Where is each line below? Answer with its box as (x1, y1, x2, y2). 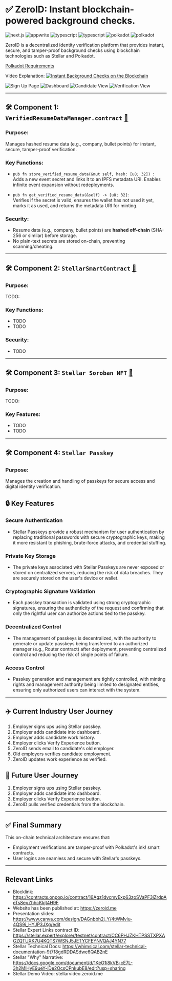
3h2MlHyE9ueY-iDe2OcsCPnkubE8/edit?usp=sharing (12, 965, 126, 971)
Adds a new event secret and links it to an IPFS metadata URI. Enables (12, 176, 161, 182)
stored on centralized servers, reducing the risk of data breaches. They (12, 570, 163, 576)
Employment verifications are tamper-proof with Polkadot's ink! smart (12, 844, 160, 850)
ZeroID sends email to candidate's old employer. (12, 745, 115, 751)
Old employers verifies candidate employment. (12, 751, 112, 757)
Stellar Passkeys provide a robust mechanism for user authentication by (12, 529, 165, 535)
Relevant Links (5, 875, 53, 884)
